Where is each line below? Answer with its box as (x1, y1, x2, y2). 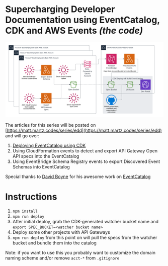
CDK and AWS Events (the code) (5, 25, 143, 36)
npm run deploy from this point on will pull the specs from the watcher (12, 235, 157, 241)
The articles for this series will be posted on (5, 122, 96, 128)
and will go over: (5, 133, 40, 139)
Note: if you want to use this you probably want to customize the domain (5, 250, 156, 256)
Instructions (5, 191, 57, 203)
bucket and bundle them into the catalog (12, 240, 97, 246)
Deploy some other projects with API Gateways (12, 229, 111, 235)
